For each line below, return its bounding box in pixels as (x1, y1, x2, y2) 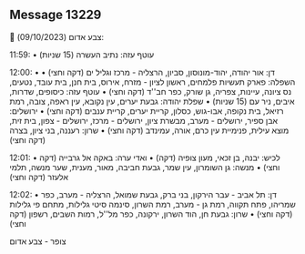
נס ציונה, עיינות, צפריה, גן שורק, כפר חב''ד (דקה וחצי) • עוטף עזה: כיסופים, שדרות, (9, 86, 292, 97)
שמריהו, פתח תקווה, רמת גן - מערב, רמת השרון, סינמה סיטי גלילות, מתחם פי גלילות (9, 198, 296, 209)
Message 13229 (9, 7, 102, 23)
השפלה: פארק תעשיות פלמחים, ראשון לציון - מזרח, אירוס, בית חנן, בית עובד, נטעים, (9, 76, 296, 87)
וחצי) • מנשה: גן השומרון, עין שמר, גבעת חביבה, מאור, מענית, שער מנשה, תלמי (9, 161, 280, 172)
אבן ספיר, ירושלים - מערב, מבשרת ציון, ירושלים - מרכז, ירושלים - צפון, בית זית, (9, 115, 279, 126)
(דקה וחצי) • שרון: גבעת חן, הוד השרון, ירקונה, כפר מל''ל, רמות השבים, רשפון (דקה (9, 208, 293, 219)
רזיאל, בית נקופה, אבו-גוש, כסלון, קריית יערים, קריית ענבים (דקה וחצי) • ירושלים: (9, 105, 284, 117)
